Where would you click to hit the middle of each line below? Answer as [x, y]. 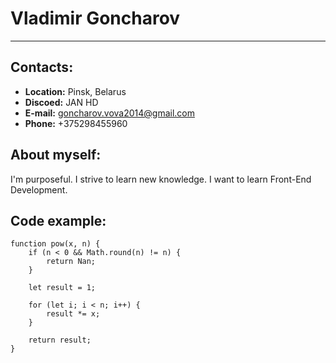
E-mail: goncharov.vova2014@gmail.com [109, 113]
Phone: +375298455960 [76, 123]
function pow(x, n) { [55, 244]
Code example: [58, 220]
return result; [60, 340]
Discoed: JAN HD [61, 102]
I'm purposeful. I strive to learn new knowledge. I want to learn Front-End [161, 179]
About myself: [56, 155]
